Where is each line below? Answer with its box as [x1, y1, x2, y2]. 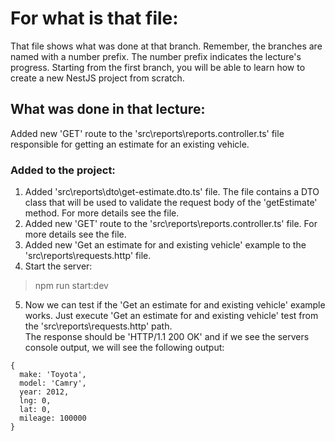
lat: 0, [19, 405, 52, 415]
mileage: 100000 [19, 413, 87, 424]
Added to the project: [10, 163, 116, 177]
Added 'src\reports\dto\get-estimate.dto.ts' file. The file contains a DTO [24, 186, 320, 198]
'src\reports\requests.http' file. [24, 250, 152, 262]
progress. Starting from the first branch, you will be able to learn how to [10, 61, 306, 73]
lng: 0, [19, 396, 52, 406]
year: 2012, [19, 387, 70, 397]
